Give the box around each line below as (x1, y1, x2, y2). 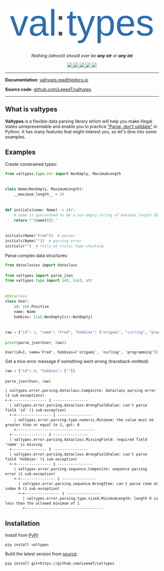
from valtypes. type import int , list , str (5, 278, 93, 283)
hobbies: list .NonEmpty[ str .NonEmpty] (14, 314, 93, 319)
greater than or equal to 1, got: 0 (5, 422, 80, 428)
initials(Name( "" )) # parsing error (5, 238, 82, 243)
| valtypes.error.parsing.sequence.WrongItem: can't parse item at (18, 481, 159, 487)
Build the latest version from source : (5, 551, 78, 557)
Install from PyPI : (5, 532, 40, 538)
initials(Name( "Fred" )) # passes (5, 234, 76, 238)
